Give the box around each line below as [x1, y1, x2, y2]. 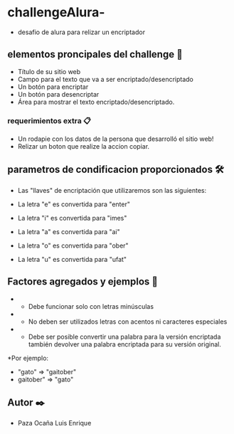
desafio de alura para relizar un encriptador [17, 28, 146, 36]
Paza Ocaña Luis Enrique [17, 419, 92, 428]
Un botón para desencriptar [17, 90, 100, 98]
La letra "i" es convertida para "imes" [17, 213, 127, 222]
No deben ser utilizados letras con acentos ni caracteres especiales [28, 317, 228, 326]
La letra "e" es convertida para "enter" [17, 200, 130, 208]
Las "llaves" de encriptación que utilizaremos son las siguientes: [17, 186, 207, 194]
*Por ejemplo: [7, 354, 48, 362]
